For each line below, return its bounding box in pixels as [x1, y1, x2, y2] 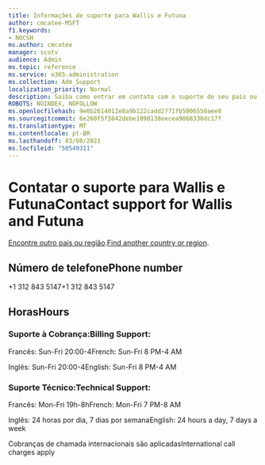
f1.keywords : [8, 26, 52, 34]
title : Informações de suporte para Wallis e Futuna [8, 11, 186, 20]
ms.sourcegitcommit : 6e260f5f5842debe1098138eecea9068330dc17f [8, 115, 222, 123]
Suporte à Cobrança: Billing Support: [8, 329, 152, 340]
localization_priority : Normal [8, 85, 112, 93]
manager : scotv [8, 48, 59, 56]
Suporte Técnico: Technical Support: [8, 382, 152, 393]
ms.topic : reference [8, 63, 77, 71]
